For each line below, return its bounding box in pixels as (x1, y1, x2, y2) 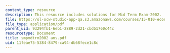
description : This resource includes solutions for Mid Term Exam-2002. (5, 12, 162, 17)
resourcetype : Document (5, 31, 56, 36)
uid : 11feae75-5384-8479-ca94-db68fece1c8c (5, 40, 99, 45)
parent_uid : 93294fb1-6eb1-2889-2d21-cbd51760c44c (5, 26, 114, 31)
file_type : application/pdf (5, 21, 65, 27)
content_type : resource (5, 7, 56, 13)
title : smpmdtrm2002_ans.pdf (5, 36, 67, 41)
